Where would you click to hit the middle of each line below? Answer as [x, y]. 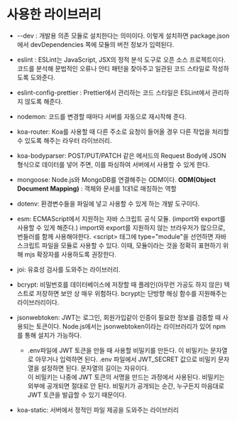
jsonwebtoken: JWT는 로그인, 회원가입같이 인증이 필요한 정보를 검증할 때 [119, 317]
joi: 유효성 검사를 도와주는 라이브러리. [68, 269]
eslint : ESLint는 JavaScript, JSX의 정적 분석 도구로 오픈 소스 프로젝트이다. [121, 59]
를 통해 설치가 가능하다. [49, 335]
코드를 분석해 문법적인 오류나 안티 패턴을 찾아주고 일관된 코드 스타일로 [114, 68]
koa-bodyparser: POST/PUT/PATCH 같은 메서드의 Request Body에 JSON [121, 155]
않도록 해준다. [44, 101]
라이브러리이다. [38, 302]
